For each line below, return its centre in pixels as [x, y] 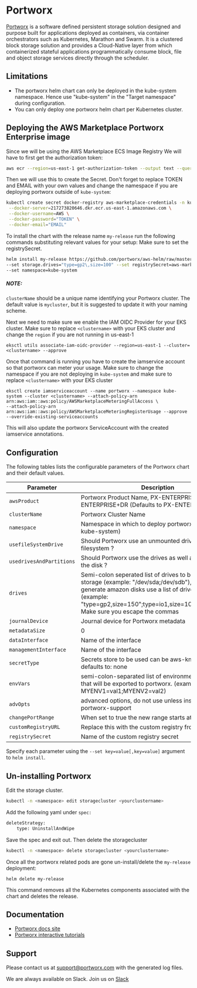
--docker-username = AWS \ [39, 214]
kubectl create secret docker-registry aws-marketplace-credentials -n [95, 203]
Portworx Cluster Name [113, 515]
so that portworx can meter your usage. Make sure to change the [85, 368]
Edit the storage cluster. [35, 790]
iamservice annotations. [35, 434]
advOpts [20, 704]
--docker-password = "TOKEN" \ [44, 219]
